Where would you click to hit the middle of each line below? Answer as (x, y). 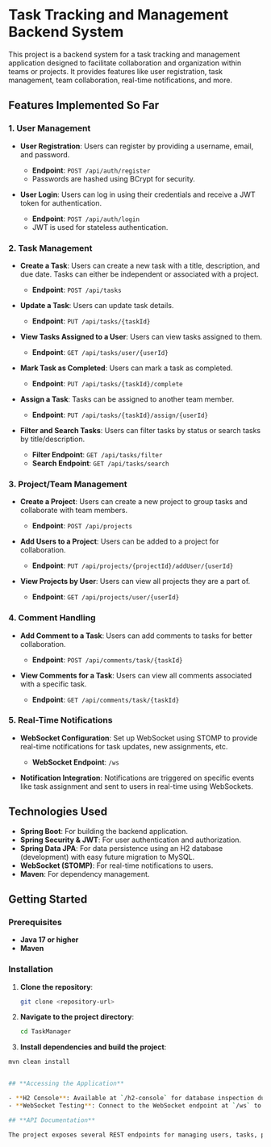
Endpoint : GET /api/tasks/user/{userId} (100, 352)
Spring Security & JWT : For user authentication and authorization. (131, 840)
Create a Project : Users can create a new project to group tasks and (133, 502)
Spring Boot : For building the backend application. (104, 831)
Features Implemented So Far (84, 105)
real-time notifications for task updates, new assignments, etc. (124, 746)
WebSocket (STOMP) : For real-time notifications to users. (117, 865)
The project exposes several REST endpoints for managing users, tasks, (133, 1135)
